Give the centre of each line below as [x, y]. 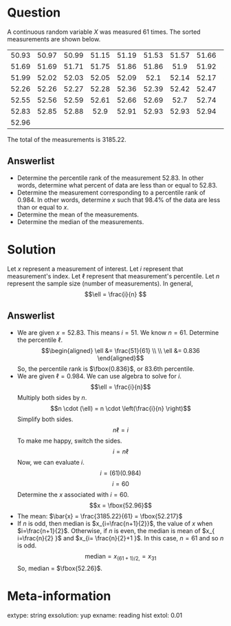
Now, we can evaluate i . [51, 462]
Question [34, 13]
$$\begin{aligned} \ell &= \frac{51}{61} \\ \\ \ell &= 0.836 [121, 350]
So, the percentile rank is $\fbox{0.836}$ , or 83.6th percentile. [106, 368]
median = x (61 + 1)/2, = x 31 [121, 557]
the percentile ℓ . [40, 340]
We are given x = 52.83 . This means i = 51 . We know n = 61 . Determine [118, 332]
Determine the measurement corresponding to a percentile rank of [111, 192]
